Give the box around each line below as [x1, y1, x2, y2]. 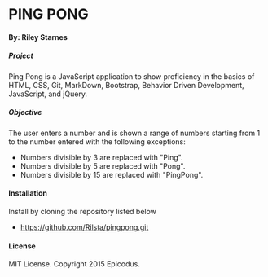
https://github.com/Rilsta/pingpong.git [20, 222, 149, 232]
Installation [8, 188, 47, 198]
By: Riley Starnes [8, 32, 68, 42]
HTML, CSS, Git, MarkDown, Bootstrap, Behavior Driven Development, [8, 80, 244, 90]
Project [8, 51, 34, 61]
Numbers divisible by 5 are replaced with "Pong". [20, 160, 186, 171]
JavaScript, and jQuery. [8, 89, 88, 99]
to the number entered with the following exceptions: [8, 136, 186, 147]
